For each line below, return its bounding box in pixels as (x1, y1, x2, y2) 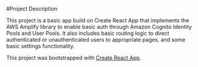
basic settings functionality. (6, 42, 75, 49)
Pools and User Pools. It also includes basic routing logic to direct (6, 30, 170, 37)
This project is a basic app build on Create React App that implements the (6, 17, 190, 24)
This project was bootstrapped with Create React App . (6, 54, 142, 61)
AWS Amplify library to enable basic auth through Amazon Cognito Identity (6, 24, 192, 30)
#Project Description (6, 5, 57, 12)
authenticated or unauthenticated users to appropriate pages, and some (6, 36, 186, 43)
